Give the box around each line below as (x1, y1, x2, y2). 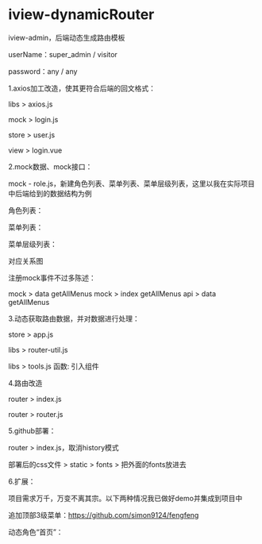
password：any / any (8, 66, 78, 76)
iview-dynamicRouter (8, 6, 155, 24)
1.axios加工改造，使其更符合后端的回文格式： (8, 83, 156, 93)
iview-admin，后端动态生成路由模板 (8, 33, 125, 42)
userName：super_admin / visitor (8, 49, 118, 59)
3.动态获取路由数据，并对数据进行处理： (8, 314, 141, 323)
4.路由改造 (8, 378, 43, 388)
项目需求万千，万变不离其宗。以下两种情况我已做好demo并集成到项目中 (8, 493, 243, 503)
